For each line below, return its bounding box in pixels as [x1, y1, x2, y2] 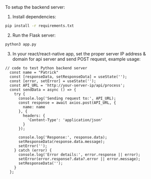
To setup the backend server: [5, 4, 65, 10]
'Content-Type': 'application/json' [27, 117, 103, 123]
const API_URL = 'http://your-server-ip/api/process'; [9, 83, 125, 88]
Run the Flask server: [12, 32, 56, 38]
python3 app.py [5, 42, 37, 46]
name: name [23, 104, 46, 109]
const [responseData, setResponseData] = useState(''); [9, 74, 127, 79]
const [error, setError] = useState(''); [9, 79, 97, 84]
